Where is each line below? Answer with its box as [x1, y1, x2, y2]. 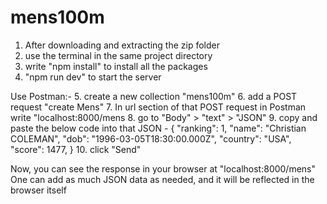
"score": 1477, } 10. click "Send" [10, 143, 142, 155]
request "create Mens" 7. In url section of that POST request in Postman [10, 101, 307, 113]
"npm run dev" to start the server [24, 71, 162, 83]
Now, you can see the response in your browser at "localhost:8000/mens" [10, 162, 317, 175]
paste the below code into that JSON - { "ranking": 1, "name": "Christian [10, 122, 307, 134]
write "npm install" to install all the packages [24, 60, 208, 72]
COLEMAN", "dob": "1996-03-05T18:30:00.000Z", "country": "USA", [10, 132, 292, 145]
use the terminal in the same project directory [24, 49, 213, 61]
